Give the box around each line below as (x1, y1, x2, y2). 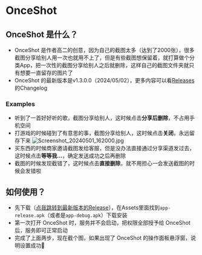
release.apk (14, 213, 45, 219)
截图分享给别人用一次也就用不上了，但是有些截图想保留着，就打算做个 (14, 54, 190, 61)
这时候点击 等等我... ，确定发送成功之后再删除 (14, 152, 126, 159)
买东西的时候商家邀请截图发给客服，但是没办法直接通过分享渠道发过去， (14, 145, 195, 152)
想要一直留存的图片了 (19, 69, 73, 76)
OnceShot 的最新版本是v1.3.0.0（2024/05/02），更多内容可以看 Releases (14, 77, 195, 84)
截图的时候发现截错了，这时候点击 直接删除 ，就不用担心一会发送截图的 (14, 160, 190, 167)
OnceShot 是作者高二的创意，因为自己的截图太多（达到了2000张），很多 (14, 47, 195, 53)
